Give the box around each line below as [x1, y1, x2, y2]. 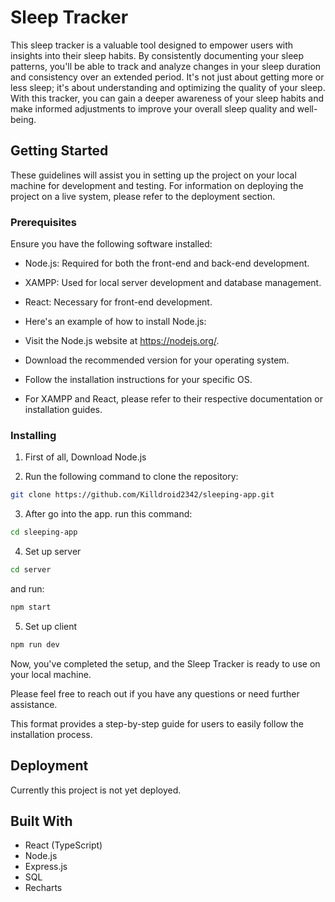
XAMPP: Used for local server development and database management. [24, 277, 322, 289]
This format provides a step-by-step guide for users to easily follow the [10, 717, 304, 730]
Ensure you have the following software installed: [10, 238, 213, 250]
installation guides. [24, 404, 103, 416]
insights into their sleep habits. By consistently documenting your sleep [10, 49, 305, 61]
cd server [10, 565, 52, 575]
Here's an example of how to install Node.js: [24, 316, 207, 328]
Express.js [24, 861, 68, 873]
